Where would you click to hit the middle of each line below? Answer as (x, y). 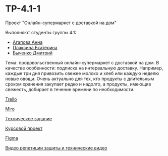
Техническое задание (29, 118)
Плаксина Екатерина (35, 47)
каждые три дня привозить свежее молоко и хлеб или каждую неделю (82, 73)
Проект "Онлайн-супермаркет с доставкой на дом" (61, 23)
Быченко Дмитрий (33, 53)
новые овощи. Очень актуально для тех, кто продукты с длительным (80, 79)
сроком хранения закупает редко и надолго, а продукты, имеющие (78, 84)
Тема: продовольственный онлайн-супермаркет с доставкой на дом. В (82, 62)
